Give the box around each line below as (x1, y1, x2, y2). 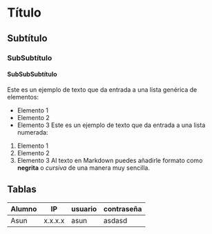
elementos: (7, 92, 39, 101)
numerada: (17, 128, 48, 136)
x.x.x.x (44, 215, 65, 225)
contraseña (103, 204, 142, 213)
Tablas (7, 184, 37, 195)
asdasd (103, 215, 128, 225)
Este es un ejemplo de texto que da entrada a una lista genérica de (7, 85, 197, 94)
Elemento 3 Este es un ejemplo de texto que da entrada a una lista (17, 121, 206, 129)
